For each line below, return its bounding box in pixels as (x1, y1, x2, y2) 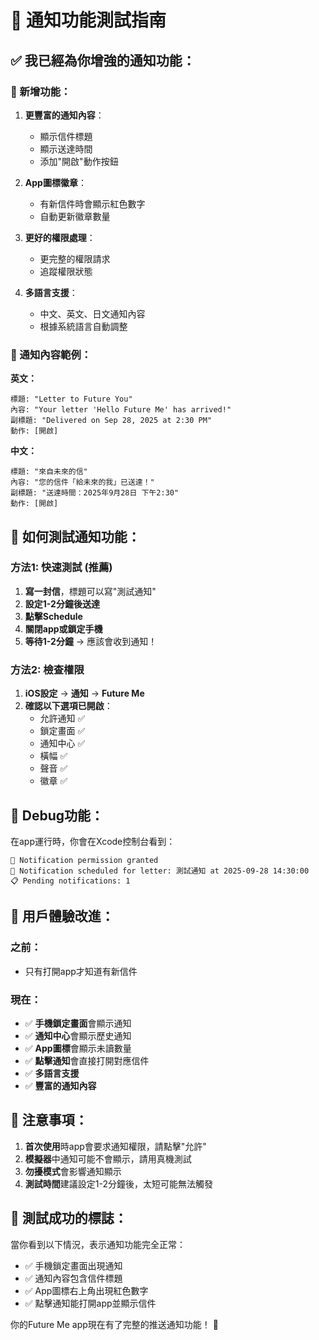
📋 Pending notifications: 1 (10, 876, 131, 886)
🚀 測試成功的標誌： (10, 1210, 128, 1227)
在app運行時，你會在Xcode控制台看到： (10, 835, 176, 847)
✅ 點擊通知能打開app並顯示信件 (24, 1297, 157, 1309)
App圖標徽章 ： (24, 176, 87, 188)
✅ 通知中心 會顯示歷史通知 (24, 1029, 132, 1041)
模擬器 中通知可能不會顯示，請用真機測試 (24, 1152, 192, 1165)
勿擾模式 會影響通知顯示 (24, 1165, 122, 1177)
